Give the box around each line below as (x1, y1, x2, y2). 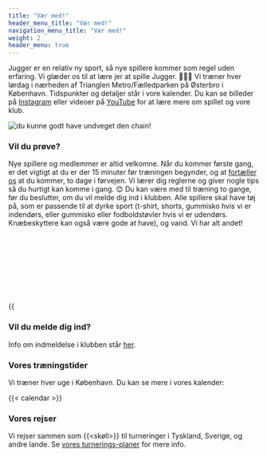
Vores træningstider (8, 360, 88, 371)
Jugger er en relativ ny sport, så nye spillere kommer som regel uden (8, 63, 235, 73)
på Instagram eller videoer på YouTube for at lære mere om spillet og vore (8, 97, 251, 107)
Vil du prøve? (8, 141, 61, 152)
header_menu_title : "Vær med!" (8, 19, 112, 27)
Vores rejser (8, 412, 57, 424)
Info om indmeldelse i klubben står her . (8, 340, 136, 349)
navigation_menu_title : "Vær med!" (8, 26, 127, 34)
